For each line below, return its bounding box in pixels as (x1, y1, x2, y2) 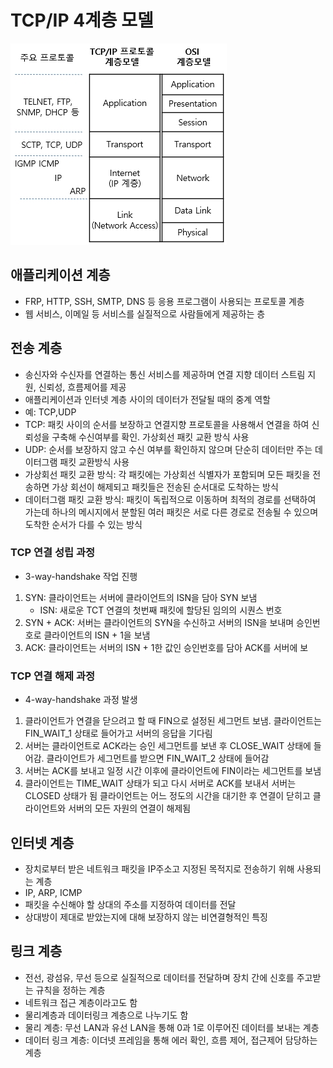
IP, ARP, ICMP (24, 886, 83, 898)
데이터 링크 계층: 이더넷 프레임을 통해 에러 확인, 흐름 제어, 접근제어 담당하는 (24, 1034, 318, 1046)
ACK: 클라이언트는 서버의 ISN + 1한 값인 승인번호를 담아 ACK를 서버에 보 (24, 641, 309, 653)
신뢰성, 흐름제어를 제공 (38, 381, 127, 393)
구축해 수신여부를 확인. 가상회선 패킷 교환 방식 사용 (51, 431, 250, 443)
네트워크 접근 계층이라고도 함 (24, 996, 138, 1008)
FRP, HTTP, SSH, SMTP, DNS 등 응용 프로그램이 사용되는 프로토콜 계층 (24, 295, 305, 307)
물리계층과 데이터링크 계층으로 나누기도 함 (24, 1009, 189, 1021)
